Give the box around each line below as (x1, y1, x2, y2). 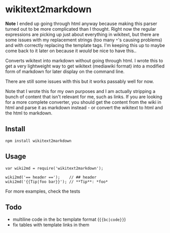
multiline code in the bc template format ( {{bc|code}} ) (12, 216, 126, 223)
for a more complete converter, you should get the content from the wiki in (5, 99, 161, 105)
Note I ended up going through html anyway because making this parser (5, 20, 158, 27)
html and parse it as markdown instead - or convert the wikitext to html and (5, 104, 163, 110)
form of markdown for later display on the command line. (5, 68, 125, 75)
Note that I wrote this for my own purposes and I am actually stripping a (5, 88, 156, 94)
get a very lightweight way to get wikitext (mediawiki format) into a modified (5, 63, 165, 69)
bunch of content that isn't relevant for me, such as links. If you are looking (5, 94, 162, 100)
